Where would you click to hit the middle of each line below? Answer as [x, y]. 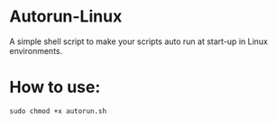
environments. [36, 50]
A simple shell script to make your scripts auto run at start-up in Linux [138, 41]
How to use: [55, 88]
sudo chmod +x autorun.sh [58, 111]
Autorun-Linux [66, 17]
